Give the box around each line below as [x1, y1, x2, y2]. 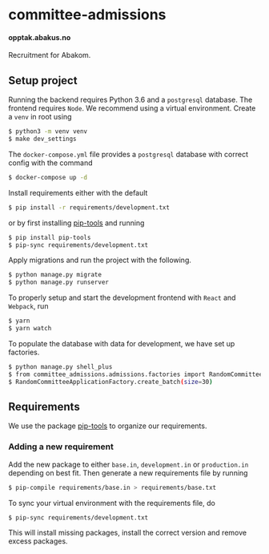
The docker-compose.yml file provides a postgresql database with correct [8, 149, 248, 159]
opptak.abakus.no [8, 32, 71, 42]
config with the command [8, 158, 93, 168]
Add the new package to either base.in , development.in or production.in [8, 459, 249, 469]
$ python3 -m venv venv [8, 127, 88, 135]
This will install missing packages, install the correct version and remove [8, 528, 247, 538]
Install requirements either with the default [8, 188, 148, 197]
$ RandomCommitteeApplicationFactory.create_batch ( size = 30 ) [8, 378, 214, 386]
